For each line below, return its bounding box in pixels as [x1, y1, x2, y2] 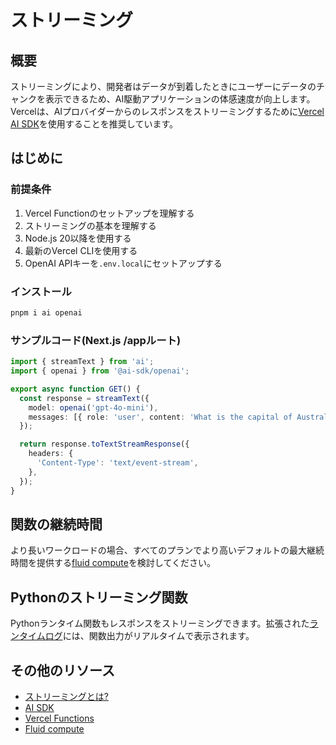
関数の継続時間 [10, 516, 103, 533]
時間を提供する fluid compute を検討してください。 [10, 557, 217, 569]
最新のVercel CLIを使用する [24, 244, 138, 256]
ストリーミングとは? [24, 690, 109, 702]
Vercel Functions [24, 712, 95, 724]
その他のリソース [10, 662, 115, 679]
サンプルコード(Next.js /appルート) [10, 333, 182, 347]
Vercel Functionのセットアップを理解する [24, 207, 195, 219]
